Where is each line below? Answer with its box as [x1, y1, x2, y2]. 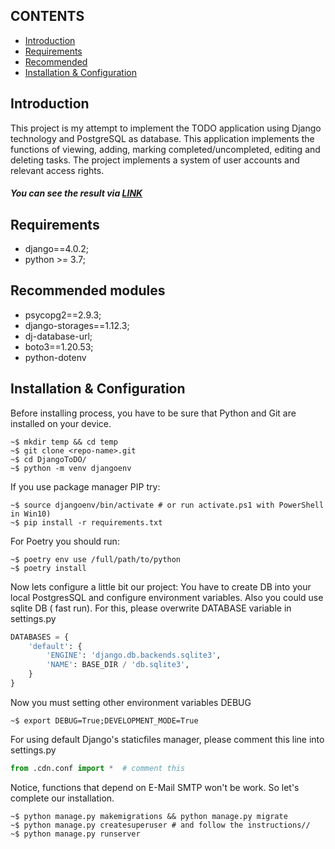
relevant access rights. [10, 164, 105, 176]
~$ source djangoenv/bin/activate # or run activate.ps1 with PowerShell [10, 500, 325, 510]
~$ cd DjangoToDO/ [10, 454, 87, 464]
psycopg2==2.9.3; [24, 309, 102, 321]
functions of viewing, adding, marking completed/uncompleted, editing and [10, 143, 321, 155]
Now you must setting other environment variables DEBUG [10, 696, 252, 708]
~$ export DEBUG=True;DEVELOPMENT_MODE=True [10, 715, 199, 726]
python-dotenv [24, 351, 87, 363]
